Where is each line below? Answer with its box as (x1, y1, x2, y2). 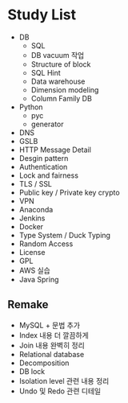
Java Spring (18, 274, 59, 284)
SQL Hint (30, 68, 61, 77)
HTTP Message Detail (18, 145, 91, 154)
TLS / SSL (18, 179, 53, 188)
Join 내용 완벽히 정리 (18, 340, 85, 350)
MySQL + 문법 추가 (18, 320, 81, 330)
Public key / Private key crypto (18, 187, 121, 197)
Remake (7, 298, 49, 311)
